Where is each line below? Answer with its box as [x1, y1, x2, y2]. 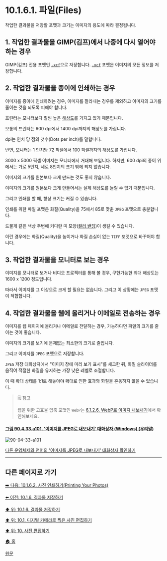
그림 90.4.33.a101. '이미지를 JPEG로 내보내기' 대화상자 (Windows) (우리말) [5, 425, 154, 432]
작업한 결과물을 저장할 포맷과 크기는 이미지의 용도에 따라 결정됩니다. [5, 22, 137, 28]
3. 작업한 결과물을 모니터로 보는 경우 [5, 256, 109, 264]
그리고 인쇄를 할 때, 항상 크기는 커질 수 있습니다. [5, 195, 98, 201]
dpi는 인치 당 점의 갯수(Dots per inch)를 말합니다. [5, 136, 102, 142]
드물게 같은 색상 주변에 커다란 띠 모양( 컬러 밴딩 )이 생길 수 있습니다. [5, 223, 134, 229]
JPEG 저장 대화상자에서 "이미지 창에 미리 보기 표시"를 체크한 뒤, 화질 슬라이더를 [5, 361, 158, 367]
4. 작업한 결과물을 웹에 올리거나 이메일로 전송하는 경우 [5, 309, 161, 317]
